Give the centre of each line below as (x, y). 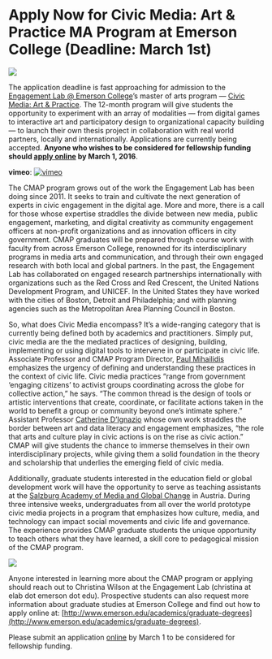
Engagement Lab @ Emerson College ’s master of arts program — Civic (127, 96)
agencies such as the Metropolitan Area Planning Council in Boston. (122, 308)
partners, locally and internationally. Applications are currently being (123, 139)
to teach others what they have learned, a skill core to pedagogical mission (134, 539)
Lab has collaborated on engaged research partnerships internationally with (135, 274)
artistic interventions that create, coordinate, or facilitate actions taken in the (136, 402)
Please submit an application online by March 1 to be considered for (122, 637)
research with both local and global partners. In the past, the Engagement (132, 265)
